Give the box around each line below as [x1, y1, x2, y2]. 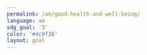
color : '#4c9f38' [6, 30, 58, 38]
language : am [6, 17, 45, 24]
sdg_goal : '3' [6, 24, 49, 31]
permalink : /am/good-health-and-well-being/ [6, 10, 141, 18]
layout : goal [6, 37, 45, 44]
